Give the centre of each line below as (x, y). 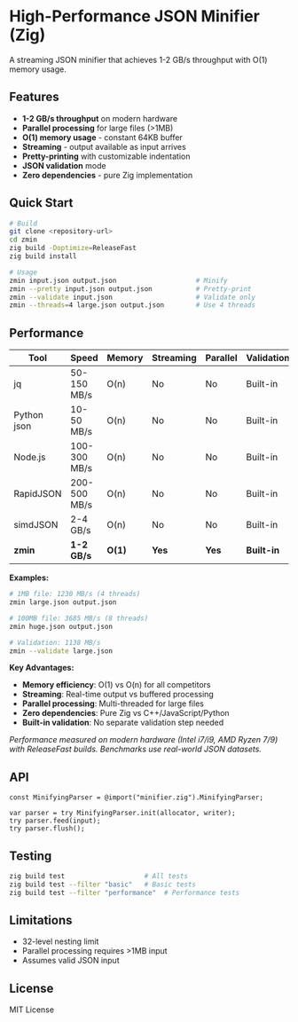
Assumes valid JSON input (71, 961)
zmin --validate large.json (61, 651)
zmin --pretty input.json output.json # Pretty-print (130, 289)
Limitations (41, 920)
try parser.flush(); (47, 829)
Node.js (30, 457)
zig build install (43, 256)
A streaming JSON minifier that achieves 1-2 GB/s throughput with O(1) (138, 59)
